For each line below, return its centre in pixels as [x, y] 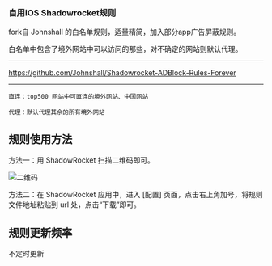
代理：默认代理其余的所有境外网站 [57, 112]
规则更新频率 [40, 232]
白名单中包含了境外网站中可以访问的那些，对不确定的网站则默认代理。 [125, 49]
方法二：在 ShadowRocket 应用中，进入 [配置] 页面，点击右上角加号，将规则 [136, 195]
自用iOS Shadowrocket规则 [62, 12]
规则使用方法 [40, 139]
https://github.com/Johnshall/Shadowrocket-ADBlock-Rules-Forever [122, 73]
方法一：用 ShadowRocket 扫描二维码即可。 [82, 160]
